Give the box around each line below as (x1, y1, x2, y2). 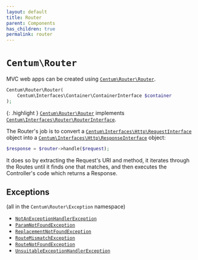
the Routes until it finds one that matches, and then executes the (6, 163, 167, 170)
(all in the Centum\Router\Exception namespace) (6, 203, 126, 210)
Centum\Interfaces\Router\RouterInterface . (6, 116, 117, 123)
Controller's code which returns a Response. (6, 169, 118, 176)
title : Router (6, 15, 42, 21)
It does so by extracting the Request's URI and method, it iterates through (6, 156, 190, 164)
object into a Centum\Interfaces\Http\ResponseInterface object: (6, 134, 166, 141)
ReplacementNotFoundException (15, 228, 92, 235)
